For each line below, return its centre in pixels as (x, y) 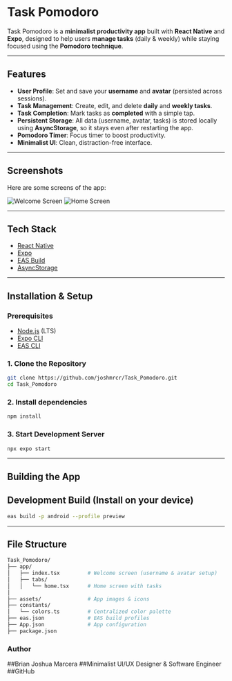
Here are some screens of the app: (57, 187)
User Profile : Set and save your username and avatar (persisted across (119, 91)
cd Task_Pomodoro (32, 384)
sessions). (32, 98)
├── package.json (32, 631)
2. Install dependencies (47, 403)
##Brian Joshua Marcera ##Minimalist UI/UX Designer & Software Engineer (115, 664)
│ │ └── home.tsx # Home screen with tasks (85, 586)
